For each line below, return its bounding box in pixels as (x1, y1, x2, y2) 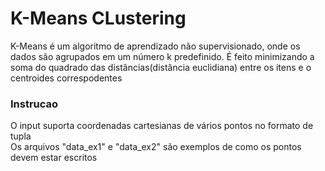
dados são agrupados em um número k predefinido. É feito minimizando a (10, 50, 315, 62)
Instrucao (10, 97, 59, 111)
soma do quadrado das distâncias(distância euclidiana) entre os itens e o (10, 61, 312, 73)
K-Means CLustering (10, 7, 187, 30)
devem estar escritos (10, 152, 98, 164)
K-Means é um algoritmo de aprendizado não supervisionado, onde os (10, 40, 301, 52)
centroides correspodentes (10, 72, 123, 84)
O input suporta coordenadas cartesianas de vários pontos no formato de (10, 120, 314, 132)
